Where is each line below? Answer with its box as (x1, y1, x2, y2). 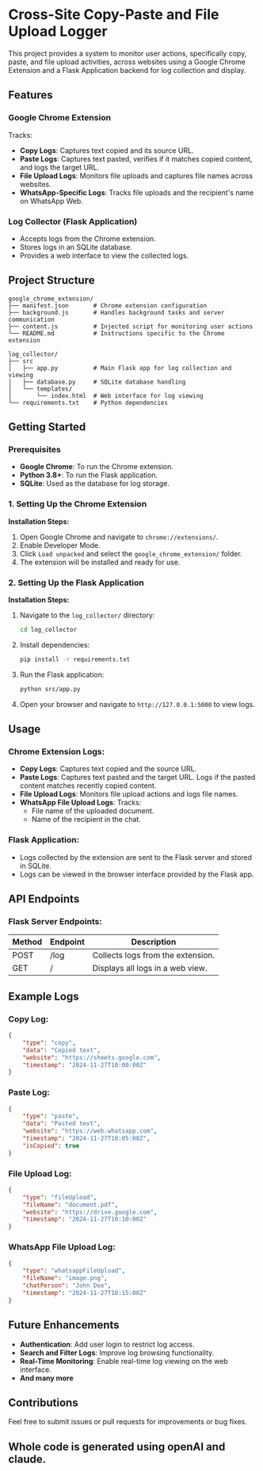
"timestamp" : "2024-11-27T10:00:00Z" (22, 1060, 147, 1069)
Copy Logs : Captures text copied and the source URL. (19, 764, 197, 774)
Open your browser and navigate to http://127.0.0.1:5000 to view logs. (19, 699, 255, 709)
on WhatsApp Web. (19, 196, 83, 205)
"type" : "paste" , (22, 1112, 80, 1121)
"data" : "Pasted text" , (22, 1120, 101, 1128)
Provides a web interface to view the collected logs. (19, 250, 189, 260)
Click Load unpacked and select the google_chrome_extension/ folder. (19, 548, 243, 558)
